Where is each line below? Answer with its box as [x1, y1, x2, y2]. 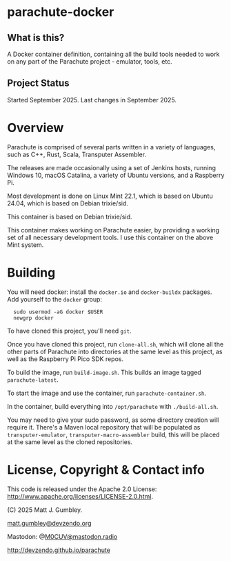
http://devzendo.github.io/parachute [7, 546, 110, 554]
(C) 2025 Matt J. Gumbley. [7, 506, 83, 514]
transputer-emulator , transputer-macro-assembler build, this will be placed [7, 430, 220, 439]
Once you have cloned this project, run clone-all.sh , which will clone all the [7, 340, 224, 348]
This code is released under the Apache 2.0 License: [7, 485, 157, 493]
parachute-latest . [7, 375, 59, 384]
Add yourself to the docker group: [7, 295, 102, 303]
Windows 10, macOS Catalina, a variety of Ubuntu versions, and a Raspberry [7, 171, 225, 179]
